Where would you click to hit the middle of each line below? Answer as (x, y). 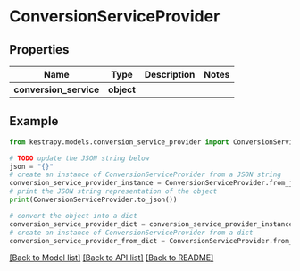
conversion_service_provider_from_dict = (87, 241)
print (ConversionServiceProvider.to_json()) (93, 200)
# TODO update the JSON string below (79, 158)
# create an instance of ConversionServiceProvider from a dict (131, 233)
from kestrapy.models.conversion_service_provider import (119, 142)
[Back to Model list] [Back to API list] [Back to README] (112, 258)
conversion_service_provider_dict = (77, 224)
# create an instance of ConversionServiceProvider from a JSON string (145, 175)
